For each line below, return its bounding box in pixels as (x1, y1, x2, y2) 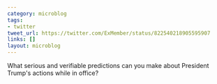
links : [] (7, 36, 36, 43)
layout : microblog (7, 42, 61, 49)
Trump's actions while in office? (7, 69, 99, 77)
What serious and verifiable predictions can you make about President (7, 62, 209, 69)
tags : (7, 17, 23, 24)
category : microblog (7, 10, 68, 17)
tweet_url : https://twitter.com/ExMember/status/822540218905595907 (7, 29, 211, 37)
